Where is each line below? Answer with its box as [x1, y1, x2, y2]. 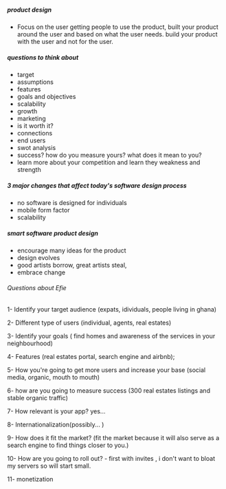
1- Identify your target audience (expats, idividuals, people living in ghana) [7, 305, 217, 314]
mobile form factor [16, 206, 70, 214]
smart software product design [7, 229, 98, 237]
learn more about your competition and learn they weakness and [16, 158, 201, 166]
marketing [16, 114, 46, 122]
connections [16, 129, 53, 137]
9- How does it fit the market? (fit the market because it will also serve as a [7, 434, 220, 442]
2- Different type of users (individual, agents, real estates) [7, 318, 172, 327]
